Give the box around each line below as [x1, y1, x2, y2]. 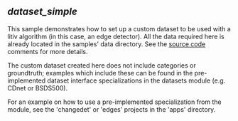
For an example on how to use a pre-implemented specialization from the [7, 98, 222, 106]
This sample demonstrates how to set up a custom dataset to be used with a [7, 24, 231, 33]
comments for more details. [7, 47, 88, 56]
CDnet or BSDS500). [7, 83, 68, 92]
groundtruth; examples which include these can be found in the [7, 68, 193, 77]
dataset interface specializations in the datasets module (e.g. [47, 76, 226, 85]
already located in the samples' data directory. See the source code [7, 39, 206, 48]
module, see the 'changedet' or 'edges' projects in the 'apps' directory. [7, 105, 216, 113]
